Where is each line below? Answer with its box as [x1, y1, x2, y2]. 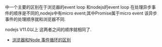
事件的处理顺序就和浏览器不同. [5, 16, 66, 22]
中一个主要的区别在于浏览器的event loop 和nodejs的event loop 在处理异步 [5, 4, 152, 10]
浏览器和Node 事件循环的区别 [12, 37, 71, 43]
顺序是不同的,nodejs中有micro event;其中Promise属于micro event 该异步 [13, 10, 157, 16]
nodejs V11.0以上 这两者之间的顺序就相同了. [5, 27, 92, 32]
